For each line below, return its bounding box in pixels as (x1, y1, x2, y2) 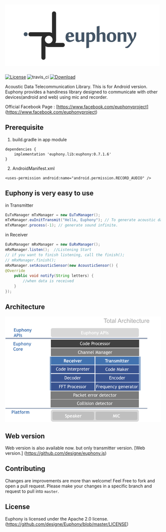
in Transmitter (5, 202, 34, 208)
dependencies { (5, 147, 37, 152)
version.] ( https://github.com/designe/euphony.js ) (5, 450, 107, 456)
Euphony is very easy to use (5, 189, 94, 197)
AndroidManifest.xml (12, 165, 55, 171)
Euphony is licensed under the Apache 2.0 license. (5, 516, 109, 522)
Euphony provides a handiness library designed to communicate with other (5, 89, 158, 95)
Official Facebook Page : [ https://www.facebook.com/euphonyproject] (5, 104, 149, 110)
